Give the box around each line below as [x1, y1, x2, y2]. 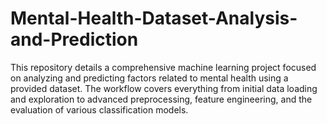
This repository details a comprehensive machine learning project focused [10, 61, 317, 73]
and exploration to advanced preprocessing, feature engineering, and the [10, 93, 313, 105]
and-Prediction [10, 28, 139, 51]
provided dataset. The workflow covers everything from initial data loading [10, 82, 318, 94]
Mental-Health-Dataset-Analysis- [10, 7, 298, 30]
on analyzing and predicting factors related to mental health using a [10, 72, 289, 84]
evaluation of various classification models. [10, 103, 189, 116]
